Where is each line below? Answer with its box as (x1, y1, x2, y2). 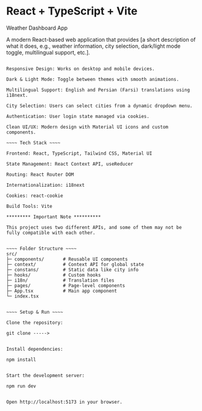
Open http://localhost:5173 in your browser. (6, 399, 122, 405)
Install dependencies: (6, 346, 63, 352)
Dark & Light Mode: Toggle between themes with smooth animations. (6, 76, 180, 82)
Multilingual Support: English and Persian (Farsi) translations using (6, 86, 190, 93)
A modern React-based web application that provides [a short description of (6, 36, 196, 43)
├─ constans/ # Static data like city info (6, 267, 139, 273)
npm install (6, 357, 36, 363)
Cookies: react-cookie (6, 192, 63, 199)
